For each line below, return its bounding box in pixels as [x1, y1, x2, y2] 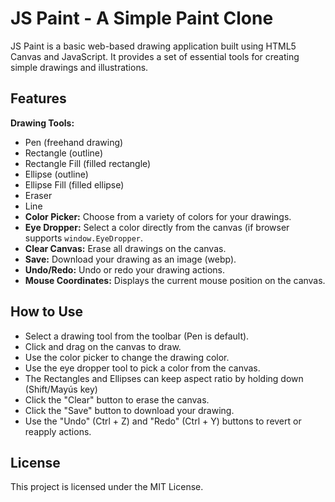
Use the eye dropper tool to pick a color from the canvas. [24, 362, 261, 374]
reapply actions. [24, 425, 92, 437]
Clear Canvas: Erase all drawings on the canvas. [24, 242, 227, 254]
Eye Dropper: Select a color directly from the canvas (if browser [24, 221, 290, 233]
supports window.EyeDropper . [24, 232, 144, 244]
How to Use [10, 303, 84, 321]
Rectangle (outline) [24, 147, 103, 159]
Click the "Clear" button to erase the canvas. [24, 393, 210, 406]
